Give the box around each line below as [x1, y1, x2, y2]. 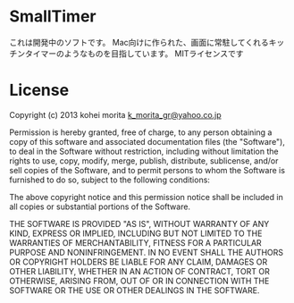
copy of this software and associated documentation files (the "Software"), [9, 136, 286, 147]
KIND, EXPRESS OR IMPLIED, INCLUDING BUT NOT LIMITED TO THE [9, 228, 263, 239]
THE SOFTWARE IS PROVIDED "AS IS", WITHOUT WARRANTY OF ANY [9, 218, 270, 229]
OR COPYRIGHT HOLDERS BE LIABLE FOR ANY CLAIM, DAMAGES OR [9, 257, 268, 267]
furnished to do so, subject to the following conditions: [9, 174, 210, 185]
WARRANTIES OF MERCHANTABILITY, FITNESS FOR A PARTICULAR [9, 237, 262, 248]
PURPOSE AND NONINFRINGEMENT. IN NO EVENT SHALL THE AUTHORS [9, 247, 284, 257]
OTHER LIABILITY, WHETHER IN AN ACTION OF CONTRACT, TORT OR [9, 265, 270, 276]
